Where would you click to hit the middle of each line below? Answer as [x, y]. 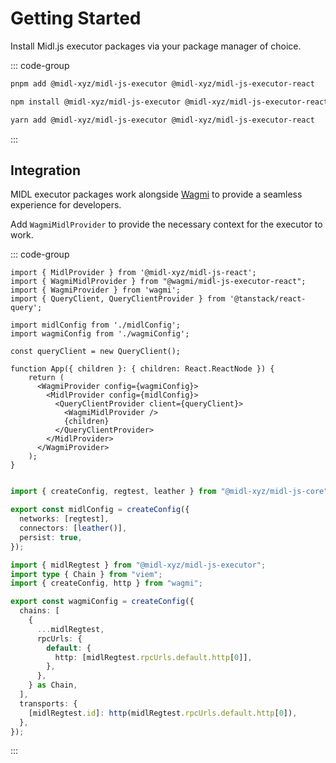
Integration [46, 170]
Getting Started [76, 18]
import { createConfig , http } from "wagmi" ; [106, 583]
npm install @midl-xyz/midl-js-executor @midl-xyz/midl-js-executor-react [169, 102]
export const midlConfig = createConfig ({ [100, 510]
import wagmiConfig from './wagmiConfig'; [100, 334]
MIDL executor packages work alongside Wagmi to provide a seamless [156, 194]
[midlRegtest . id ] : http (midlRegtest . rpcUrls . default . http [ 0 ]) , [163, 713]
